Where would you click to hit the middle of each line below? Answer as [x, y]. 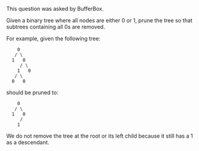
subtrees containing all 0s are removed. [56, 27]
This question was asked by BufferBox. [55, 9]
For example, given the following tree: [53, 38]
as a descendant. [28, 142]
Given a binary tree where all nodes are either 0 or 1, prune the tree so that [99, 20]
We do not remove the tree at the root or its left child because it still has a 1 [99, 136]
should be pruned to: [32, 92]
